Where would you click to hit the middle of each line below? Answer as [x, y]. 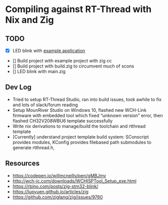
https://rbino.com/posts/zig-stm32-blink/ [55, 186]
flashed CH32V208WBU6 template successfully [63, 121]
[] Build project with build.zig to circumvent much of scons [73, 66]
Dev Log [18, 87]
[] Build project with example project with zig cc [62, 61]
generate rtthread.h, [33, 148]
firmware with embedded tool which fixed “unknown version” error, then [88, 115]
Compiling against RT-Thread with [78, 9]
